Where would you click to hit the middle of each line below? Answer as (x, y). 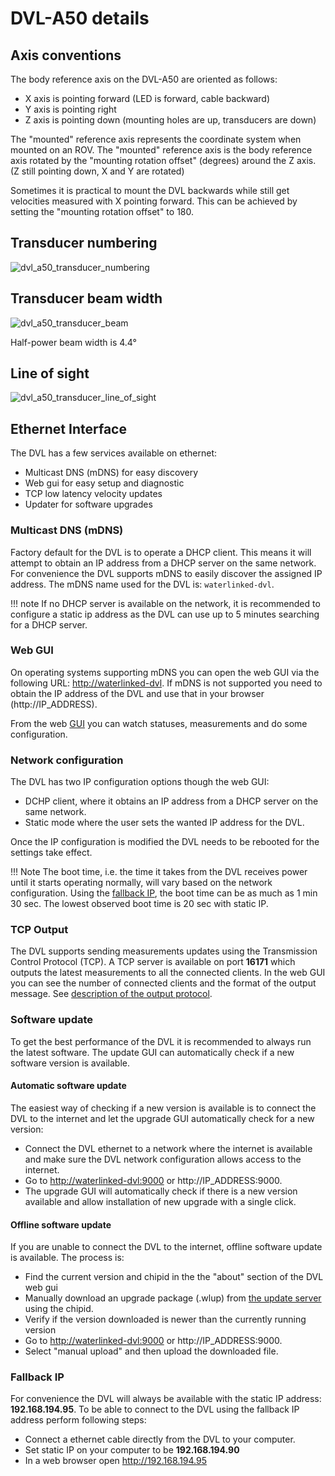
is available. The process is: (67, 1258)
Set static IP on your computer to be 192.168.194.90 (132, 1450)
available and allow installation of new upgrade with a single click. (160, 1201)
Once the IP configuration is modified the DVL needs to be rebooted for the (165, 842)
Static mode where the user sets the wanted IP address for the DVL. (164, 823)
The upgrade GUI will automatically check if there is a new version (161, 1191)
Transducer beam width (86, 298)
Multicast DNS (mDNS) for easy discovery (111, 473)
